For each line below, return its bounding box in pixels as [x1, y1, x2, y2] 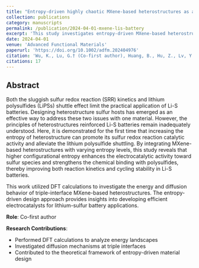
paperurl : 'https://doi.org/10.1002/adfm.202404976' [6, 47, 139, 53]
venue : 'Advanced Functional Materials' [6, 42, 108, 48]
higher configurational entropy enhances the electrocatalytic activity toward [6, 152, 191, 160]
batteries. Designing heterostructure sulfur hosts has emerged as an [6, 109, 173, 116]
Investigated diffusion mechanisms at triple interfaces [14, 243, 146, 250]
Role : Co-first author [6, 213, 57, 221]
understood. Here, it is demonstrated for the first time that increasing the [6, 127, 184, 135]
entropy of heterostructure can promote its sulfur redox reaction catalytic [6, 134, 185, 141]
